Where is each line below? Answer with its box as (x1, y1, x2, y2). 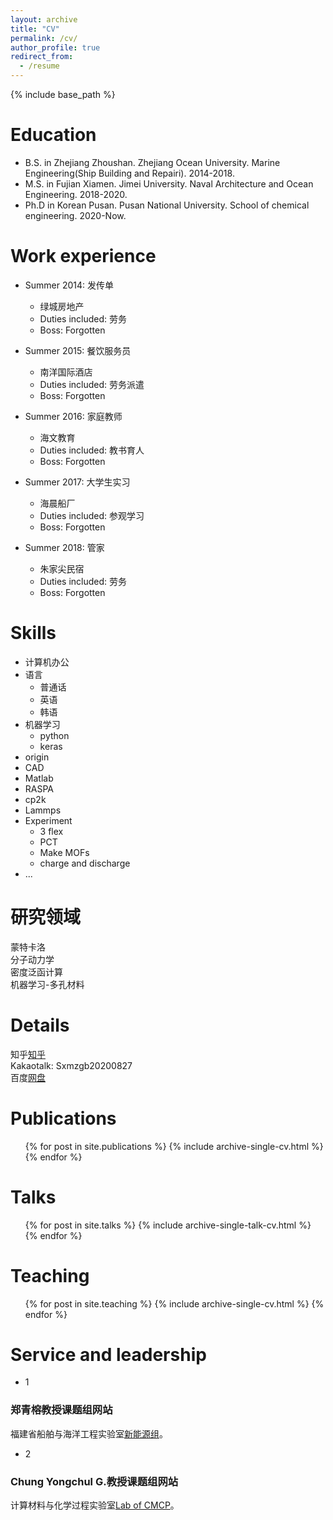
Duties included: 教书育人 (39, 444, 145, 456)
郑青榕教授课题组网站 (10, 1403, 113, 1417)
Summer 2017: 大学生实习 (24, 476, 131, 488)
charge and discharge (39, 857, 131, 869)
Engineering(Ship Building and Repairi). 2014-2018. (24, 167, 235, 179)
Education (10, 124, 97, 146)
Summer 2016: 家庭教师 (24, 410, 123, 422)
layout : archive (10, 14, 78, 25)
